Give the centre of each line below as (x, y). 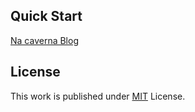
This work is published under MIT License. (98, 96)
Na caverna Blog (44, 40)
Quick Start (46, 16)
